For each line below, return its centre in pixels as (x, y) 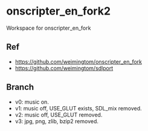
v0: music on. (32, 102)
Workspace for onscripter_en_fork (49, 28)
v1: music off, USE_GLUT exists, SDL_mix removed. (78, 108)
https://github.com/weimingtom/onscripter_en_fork (78, 61)
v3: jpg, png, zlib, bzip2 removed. (56, 121)
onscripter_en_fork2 (58, 11)
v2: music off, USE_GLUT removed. (59, 115)
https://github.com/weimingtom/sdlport (64, 68)
